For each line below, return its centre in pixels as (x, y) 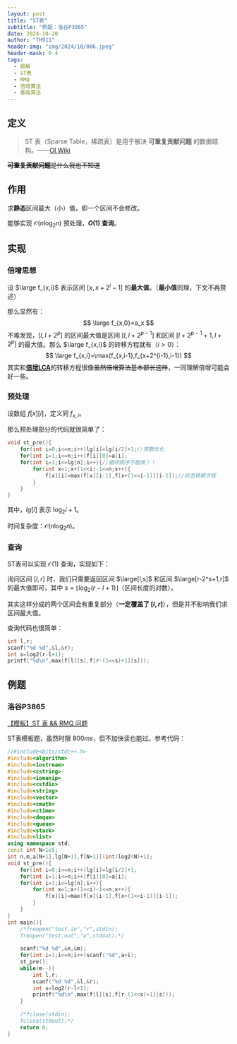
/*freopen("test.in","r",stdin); (69, 929)
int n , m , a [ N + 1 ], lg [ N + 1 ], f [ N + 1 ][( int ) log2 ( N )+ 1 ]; (80, 857)
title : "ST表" (28, 20)
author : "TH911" (31, 40)
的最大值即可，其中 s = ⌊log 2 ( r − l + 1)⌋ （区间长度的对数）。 (92, 588)
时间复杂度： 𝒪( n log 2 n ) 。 (43, 527)
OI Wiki (60, 150)
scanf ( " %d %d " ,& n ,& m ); (53, 949)
